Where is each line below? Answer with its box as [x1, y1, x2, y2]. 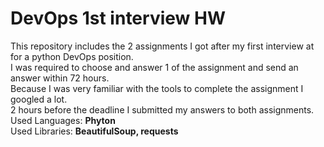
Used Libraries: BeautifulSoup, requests [10, 125, 179, 137]
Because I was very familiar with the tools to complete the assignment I [10, 82, 304, 94]
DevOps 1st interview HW [10, 7, 226, 30]
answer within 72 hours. [10, 72, 110, 84]
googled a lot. [10, 93, 68, 105]
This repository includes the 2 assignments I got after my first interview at [10, 40, 315, 52]
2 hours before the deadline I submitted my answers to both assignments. [10, 103, 315, 116]
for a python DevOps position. [10, 50, 134, 62]
